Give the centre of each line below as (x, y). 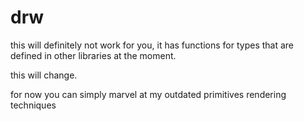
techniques (33, 105)
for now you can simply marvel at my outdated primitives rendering (148, 94)
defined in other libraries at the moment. (93, 55)
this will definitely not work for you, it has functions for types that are (152, 45)
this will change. (44, 75)
